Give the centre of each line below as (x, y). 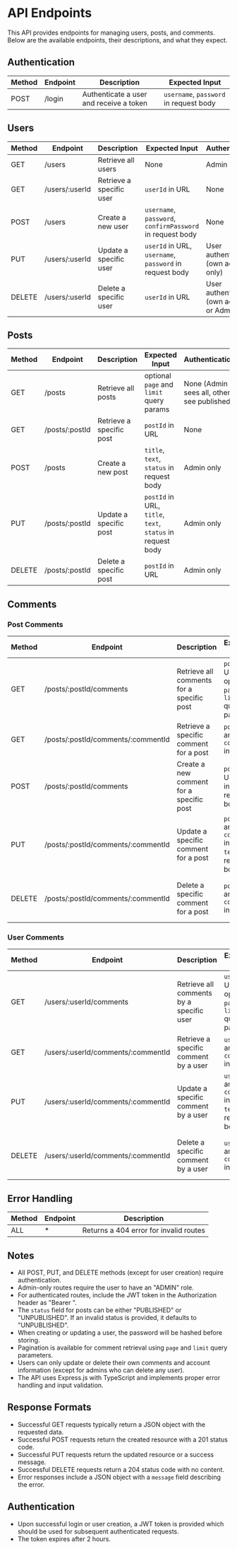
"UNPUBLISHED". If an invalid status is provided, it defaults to (107, 1317)
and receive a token (115, 103)
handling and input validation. (60, 1385)
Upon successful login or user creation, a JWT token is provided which (121, 1524)
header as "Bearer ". (47, 1302)
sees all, (197, 392)
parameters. (35, 1355)
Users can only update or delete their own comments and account (114, 1362)
